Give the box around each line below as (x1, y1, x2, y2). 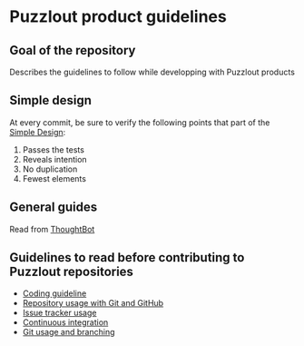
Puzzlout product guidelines (9, 6, 227, 27)
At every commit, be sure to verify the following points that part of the (9, 116, 270, 128)
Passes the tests (22, 143, 84, 155)
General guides (9, 200, 98, 215)
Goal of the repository (9, 43, 136, 58)
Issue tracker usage (22, 307, 97, 319)
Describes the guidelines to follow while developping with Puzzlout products (9, 66, 295, 77)
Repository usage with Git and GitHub (22, 298, 164, 309)
